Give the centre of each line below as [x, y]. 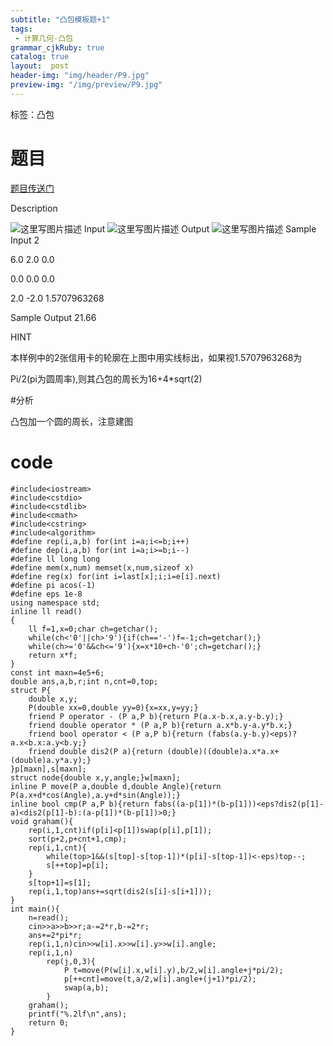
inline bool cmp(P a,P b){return [80, 804]
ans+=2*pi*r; [55, 935]
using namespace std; [55, 602]
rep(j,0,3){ [71, 961]
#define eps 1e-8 [46, 594]
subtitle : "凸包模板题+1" [60, 19]
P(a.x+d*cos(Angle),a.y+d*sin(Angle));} [96, 795]
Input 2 [25, 240]
